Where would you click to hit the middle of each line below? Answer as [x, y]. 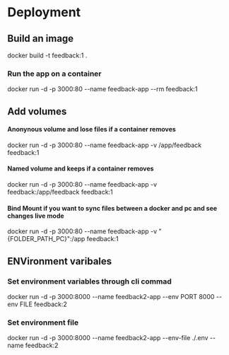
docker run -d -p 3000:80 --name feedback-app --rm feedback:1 [102, 89]
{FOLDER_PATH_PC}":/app [46, 239]
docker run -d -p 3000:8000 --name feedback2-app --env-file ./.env [108, 338]
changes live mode [36, 216]
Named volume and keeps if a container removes [81, 169]
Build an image [41, 39]
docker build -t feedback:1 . [47, 55]
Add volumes [37, 111]
